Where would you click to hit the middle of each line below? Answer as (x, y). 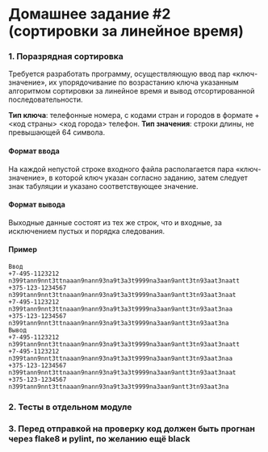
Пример (23, 249)
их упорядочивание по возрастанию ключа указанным (144, 82)
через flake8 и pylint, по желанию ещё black (99, 438)
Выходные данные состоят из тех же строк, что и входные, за (115, 222)
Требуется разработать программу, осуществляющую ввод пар (119, 74)
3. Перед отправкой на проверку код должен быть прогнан (132, 429)
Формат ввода (34, 151)
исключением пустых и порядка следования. (87, 231)
